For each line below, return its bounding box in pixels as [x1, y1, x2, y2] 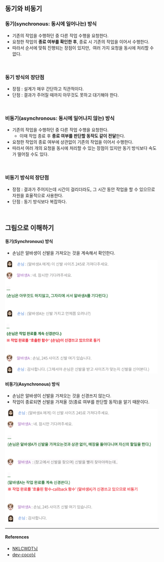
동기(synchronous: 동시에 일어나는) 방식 [5, 21, 97, 27]
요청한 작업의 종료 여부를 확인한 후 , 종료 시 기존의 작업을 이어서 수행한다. [12, 39, 150, 45]
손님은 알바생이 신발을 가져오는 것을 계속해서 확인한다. [12, 250, 116, 256]
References [5, 534, 29, 540]
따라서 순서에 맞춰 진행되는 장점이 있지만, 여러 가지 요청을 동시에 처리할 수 [12, 45, 154, 50]
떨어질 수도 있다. [17, 151, 49, 157]
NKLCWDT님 [12, 546, 38, 552]
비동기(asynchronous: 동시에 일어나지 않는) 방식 [5, 114, 115, 121]
